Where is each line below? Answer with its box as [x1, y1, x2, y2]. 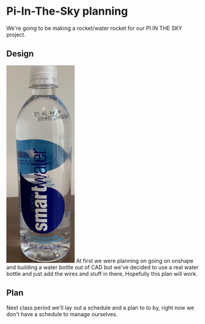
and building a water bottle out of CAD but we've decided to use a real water [6, 264, 199, 271]
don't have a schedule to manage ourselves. [6, 310, 118, 318]
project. [6, 31, 26, 38]
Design [6, 49, 34, 59]
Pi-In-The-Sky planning [6, 4, 128, 18]
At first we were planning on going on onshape [76, 257, 194, 264]
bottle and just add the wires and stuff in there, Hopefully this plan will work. [6, 270, 198, 277]
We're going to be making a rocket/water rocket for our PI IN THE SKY [6, 24, 182, 32]
